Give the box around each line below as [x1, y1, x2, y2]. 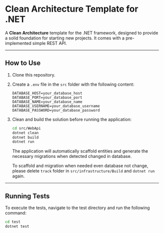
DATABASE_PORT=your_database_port [12, 95, 82, 100]
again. [12, 173, 25, 179]
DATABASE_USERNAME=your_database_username [12, 103, 100, 108]
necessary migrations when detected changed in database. [12, 154, 132, 159]
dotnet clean [12, 130, 39, 135]
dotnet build [12, 135, 39, 140]
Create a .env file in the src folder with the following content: [12, 81, 135, 87]
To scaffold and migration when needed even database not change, [12, 163, 148, 169]
